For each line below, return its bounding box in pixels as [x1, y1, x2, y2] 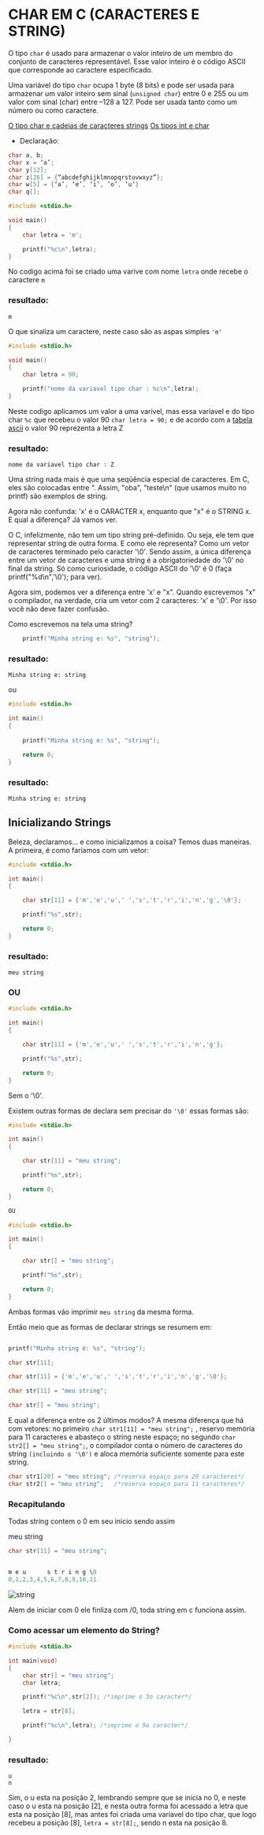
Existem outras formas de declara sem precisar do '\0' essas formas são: [8, 1106, 249, 1115]
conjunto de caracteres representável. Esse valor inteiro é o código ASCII [8, 57, 246, 66]
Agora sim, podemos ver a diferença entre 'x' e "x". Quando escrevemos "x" [8, 587, 256, 597]
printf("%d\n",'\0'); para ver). [8, 572, 102, 582]
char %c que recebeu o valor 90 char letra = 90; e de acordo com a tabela [8, 415, 253, 424]
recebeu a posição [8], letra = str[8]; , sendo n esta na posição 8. [8, 1818, 229, 1828]
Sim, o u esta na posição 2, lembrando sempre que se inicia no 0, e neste [8, 1793, 247, 1803]
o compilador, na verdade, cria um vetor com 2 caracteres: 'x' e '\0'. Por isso [8, 596, 257, 605]
